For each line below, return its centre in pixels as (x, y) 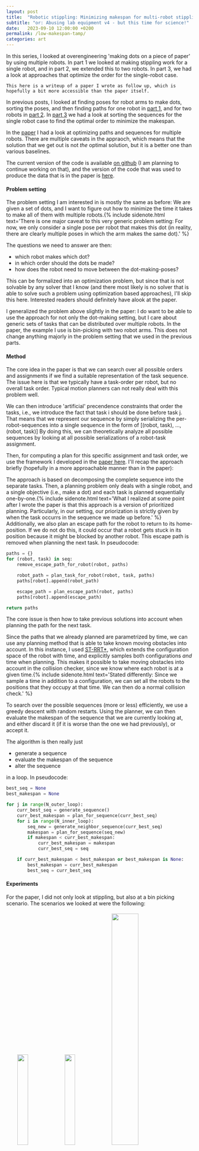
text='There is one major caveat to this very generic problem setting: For (95, 221)
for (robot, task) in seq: (39, 559)
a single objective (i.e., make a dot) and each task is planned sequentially (95, 492)
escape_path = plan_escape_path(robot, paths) (75, 592)
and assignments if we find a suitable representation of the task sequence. (97, 376)
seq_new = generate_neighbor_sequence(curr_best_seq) (95, 826)
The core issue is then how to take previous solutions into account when (94, 619)
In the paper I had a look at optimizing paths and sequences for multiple (94, 132)
